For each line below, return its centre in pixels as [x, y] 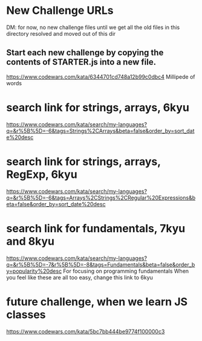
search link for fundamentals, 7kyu [96, 228]
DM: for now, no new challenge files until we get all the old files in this [93, 27]
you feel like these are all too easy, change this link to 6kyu [80, 277]
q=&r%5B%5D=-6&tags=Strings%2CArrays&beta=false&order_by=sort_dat [100, 131]
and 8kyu [30, 241]
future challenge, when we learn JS [97, 301]
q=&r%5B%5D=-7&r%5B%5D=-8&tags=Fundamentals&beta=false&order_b [101, 264]
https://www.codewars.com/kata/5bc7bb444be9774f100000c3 [86, 331]
